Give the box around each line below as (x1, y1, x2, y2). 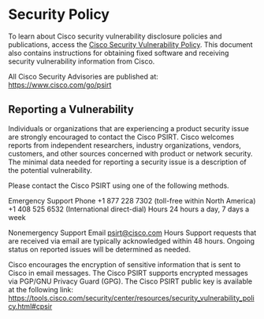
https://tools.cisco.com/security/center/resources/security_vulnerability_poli (8, 293, 255, 302)
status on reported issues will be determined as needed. (8, 244, 191, 254)
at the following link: (8, 284, 73, 294)
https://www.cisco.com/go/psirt (8, 80, 112, 90)
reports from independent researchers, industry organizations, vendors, (8, 140, 242, 150)
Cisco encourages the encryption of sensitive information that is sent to (8, 259, 241, 269)
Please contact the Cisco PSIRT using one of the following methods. (8, 181, 230, 190)
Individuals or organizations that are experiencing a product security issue (8, 123, 250, 133)
